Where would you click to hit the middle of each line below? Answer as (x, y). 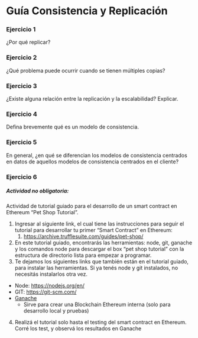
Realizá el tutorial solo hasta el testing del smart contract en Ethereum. (101, 322)
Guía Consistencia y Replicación (87, 11)
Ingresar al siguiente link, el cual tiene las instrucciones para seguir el (99, 224)
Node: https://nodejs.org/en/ (49, 285)
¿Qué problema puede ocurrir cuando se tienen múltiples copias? (86, 70)
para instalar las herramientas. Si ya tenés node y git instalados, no (96, 268)
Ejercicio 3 (22, 86)
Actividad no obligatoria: (38, 191)
